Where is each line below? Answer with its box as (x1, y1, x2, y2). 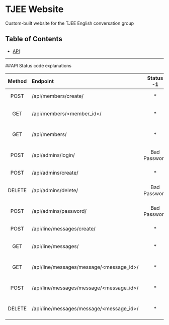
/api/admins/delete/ (32, 187, 78, 194)
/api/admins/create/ (32, 169, 79, 176)
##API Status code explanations (5, 62, 72, 68)
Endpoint (32, 77, 54, 85)
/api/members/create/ (32, 92, 84, 99)
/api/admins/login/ (32, 151, 75, 158)
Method (8, 77, 27, 85)
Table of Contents (5, 35, 63, 43)
